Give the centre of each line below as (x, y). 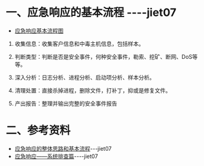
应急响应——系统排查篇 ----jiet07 (56, 156)
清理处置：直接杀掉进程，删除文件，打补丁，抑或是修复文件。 (93, 90)
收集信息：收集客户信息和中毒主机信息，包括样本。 (79, 43)
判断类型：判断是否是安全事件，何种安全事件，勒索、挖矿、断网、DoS (104, 56)
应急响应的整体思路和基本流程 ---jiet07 (63, 148)
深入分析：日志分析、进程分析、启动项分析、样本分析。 (84, 77)
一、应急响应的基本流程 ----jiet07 (91, 13)
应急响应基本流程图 (39, 31)
